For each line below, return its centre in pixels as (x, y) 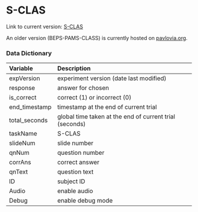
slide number (75, 143)
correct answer (78, 163)
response (22, 88)
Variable (21, 68)
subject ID (71, 181)
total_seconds (29, 120)
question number (81, 153)
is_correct (23, 98)
